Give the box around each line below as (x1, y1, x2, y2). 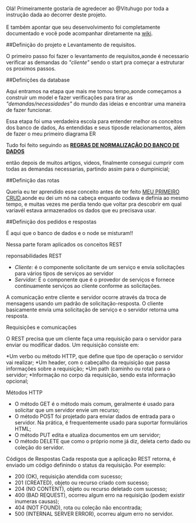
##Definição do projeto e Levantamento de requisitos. (6, 41, 136, 48)
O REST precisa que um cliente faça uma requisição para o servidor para (6, 335, 182, 342)
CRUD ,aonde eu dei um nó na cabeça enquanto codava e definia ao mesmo (6, 195, 189, 201)
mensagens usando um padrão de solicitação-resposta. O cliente (6, 300, 164, 307)
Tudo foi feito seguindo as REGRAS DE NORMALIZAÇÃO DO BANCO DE (6, 142, 180, 148)
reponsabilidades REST (6, 252, 63, 259)
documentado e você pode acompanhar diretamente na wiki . (6, 30, 153, 37)
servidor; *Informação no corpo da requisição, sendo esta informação (6, 372, 176, 378)
